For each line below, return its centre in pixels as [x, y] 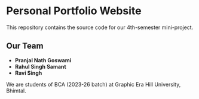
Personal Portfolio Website [74, 11]
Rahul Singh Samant [41, 66]
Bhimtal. [16, 91]
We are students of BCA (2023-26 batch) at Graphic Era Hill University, [94, 84]
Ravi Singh [28, 73]
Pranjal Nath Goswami [43, 60]
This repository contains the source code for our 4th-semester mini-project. [100, 27]
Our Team [25, 46]
